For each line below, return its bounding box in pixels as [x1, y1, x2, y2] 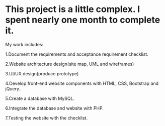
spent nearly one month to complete [5, 14, 160, 26]
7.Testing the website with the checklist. [5, 114, 88, 121]
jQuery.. [5, 85, 22, 91]
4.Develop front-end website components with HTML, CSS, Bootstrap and [5, 80, 159, 86]
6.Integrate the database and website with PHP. [5, 105, 104, 111]
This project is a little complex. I [5, 4, 140, 15]
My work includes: [5, 41, 44, 47]
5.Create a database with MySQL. [5, 95, 74, 101]
